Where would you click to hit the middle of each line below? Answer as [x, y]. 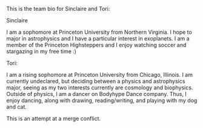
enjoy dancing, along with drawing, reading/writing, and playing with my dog [102, 100]
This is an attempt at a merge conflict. [54, 118]
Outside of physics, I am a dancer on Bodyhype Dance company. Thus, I [96, 94]
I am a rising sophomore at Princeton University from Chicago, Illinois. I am [99, 75]
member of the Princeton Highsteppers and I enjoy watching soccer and [96, 45]
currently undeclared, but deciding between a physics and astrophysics [96, 81]
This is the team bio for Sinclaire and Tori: [58, 9]
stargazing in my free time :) [42, 51]
